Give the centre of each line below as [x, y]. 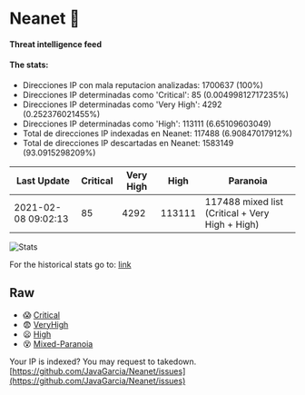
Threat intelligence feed [56, 44]
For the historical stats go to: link [70, 264]
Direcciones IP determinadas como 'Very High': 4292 [122, 104]
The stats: [29, 65]
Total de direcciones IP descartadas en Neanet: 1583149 [128, 143]
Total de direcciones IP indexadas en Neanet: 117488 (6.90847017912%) [157, 133]
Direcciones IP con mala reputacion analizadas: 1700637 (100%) [143, 84]
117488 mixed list [244, 202]
